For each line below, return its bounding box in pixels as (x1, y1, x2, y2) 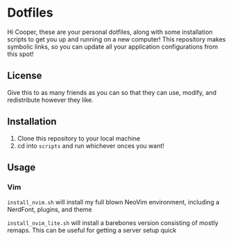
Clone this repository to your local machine (17, 134, 141, 143)
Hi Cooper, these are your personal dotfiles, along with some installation (7, 28, 213, 36)
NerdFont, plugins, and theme (7, 206, 92, 214)
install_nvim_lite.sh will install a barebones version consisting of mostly (7, 219, 218, 227)
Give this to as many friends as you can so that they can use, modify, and (7, 88, 217, 96)
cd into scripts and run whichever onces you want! (17, 141, 165, 150)
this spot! (7, 50, 34, 58)
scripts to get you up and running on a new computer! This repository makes (7, 35, 226, 43)
